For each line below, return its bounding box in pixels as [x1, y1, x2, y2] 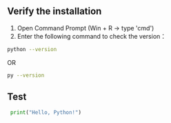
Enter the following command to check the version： [17, 32, 167, 40]
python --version [7, 46, 57, 53]
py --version [7, 72, 45, 79]
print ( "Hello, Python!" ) [10, 109, 81, 116]
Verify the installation [7, 6, 102, 17]
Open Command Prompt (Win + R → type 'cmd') [17, 23, 154, 32]
